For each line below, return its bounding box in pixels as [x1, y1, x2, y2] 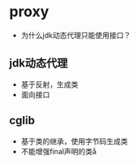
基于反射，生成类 [20, 80, 79, 89]
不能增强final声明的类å [20, 146, 96, 156]
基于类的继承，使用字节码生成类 [20, 136, 128, 146]
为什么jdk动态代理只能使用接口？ [20, 30, 131, 40]
